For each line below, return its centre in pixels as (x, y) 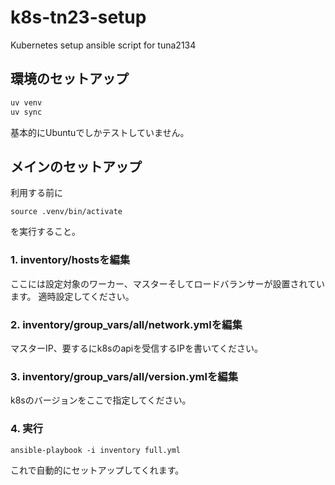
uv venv (26, 102)
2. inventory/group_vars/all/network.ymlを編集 (126, 324)
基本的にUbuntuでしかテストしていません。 (100, 132)
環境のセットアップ (69, 79)
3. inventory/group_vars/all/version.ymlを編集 (124, 376)
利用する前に (36, 193)
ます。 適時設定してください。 (72, 296)
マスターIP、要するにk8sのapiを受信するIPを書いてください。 (137, 348)
